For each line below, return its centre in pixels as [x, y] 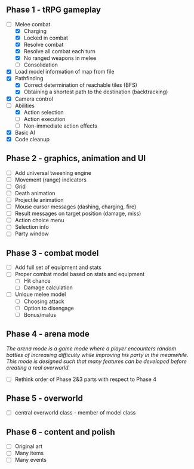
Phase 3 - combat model [53, 253]
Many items [29, 453]
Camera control [34, 99]
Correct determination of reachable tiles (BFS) [80, 85]
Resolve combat [44, 45]
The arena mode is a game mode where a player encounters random [91, 348]
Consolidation [41, 65]
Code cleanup [32, 139]
